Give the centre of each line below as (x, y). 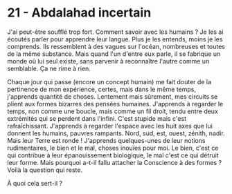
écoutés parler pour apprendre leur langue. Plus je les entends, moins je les (115, 39)
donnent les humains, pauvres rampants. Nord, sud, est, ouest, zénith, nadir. (116, 133)
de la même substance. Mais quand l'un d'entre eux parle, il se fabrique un (114, 54)
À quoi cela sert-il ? (35, 183)
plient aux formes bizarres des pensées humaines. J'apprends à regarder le (115, 104)
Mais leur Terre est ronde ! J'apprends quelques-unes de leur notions (106, 140)
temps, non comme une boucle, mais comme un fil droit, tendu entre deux (113, 111)
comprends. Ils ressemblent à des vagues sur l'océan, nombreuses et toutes (116, 46)
